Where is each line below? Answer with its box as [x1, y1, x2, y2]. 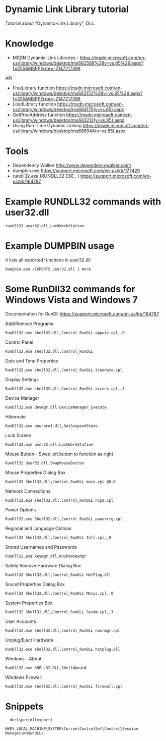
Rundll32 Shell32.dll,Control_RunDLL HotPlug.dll [5, 572, 112, 577]
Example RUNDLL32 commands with [5, 196, 161, 207]
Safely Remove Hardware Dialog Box [5, 562, 81, 568]
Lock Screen [5, 432, 32, 438]
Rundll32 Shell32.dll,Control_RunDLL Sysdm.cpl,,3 [5, 609, 114, 614]
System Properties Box [5, 600, 53, 606]
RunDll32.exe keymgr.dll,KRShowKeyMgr [5, 554, 87, 559]
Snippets [5, 701, 44, 712]
